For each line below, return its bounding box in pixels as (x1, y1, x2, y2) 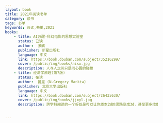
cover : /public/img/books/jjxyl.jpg (17, 98, 92, 103)
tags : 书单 (5, 20, 26, 26)
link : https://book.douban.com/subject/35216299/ (17, 57, 120, 62)
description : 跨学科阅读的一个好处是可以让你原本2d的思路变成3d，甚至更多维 (17, 102, 156, 107)
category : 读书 (5, 16, 34, 21)
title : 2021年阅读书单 (5, 12, 48, 17)
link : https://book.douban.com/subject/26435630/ (17, 93, 120, 98)
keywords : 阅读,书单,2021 (5, 25, 55, 30)
